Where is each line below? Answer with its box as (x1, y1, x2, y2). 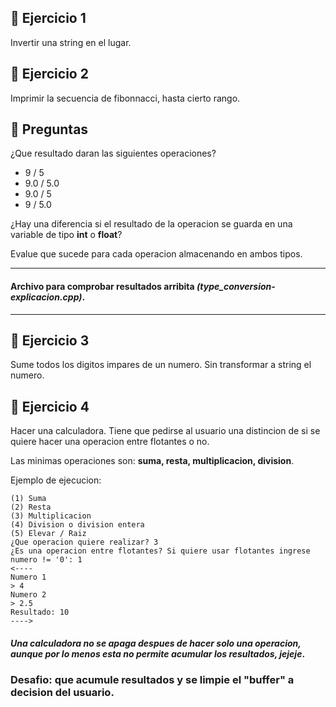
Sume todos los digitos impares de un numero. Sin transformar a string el (10, 359, 312, 371)
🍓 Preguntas (10, 121, 89, 138)
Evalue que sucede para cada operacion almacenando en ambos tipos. (10, 248, 303, 260)
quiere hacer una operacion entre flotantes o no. (10, 436, 210, 448)
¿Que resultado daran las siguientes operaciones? (10, 147, 217, 160)
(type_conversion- (196, 281, 276, 293)
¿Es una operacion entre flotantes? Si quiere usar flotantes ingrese (10, 546, 311, 556)
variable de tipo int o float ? (10, 229, 123, 241)
